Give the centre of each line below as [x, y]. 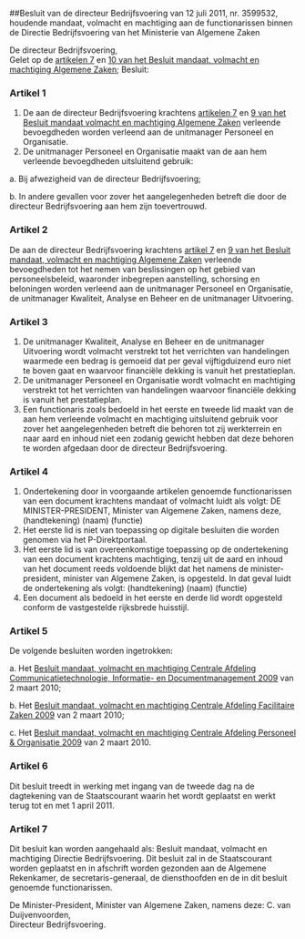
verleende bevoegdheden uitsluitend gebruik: [108, 161]
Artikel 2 [29, 230]
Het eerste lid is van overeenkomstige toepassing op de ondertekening [155, 549]
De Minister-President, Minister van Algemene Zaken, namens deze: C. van [150, 905]
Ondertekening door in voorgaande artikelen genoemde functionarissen [157, 492]
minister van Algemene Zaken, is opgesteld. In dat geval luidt [177, 578]
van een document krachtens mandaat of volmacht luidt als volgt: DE [152, 501]
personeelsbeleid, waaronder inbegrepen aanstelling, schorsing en [135, 279]
